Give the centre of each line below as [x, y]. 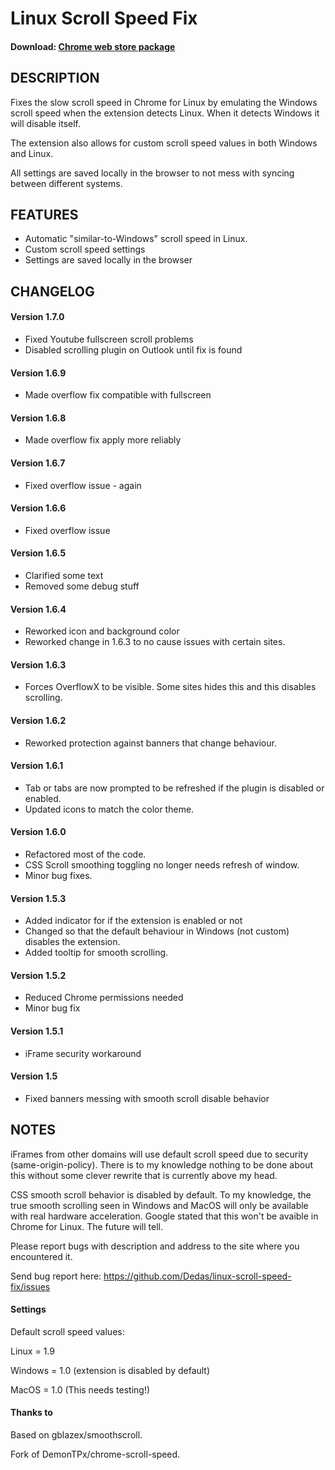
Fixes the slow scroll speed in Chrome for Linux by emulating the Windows [164, 102]
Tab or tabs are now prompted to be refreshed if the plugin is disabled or [174, 788]
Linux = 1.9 [32, 1351]
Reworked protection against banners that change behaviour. [150, 743]
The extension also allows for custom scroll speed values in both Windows [164, 143]
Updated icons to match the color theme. [109, 809]
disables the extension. [72, 942]
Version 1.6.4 [38, 609]
